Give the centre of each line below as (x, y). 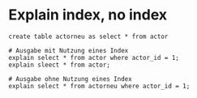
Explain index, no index (88, 15)
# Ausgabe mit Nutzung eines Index (69, 50)
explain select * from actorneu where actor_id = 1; (99, 86)
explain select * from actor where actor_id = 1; (94, 58)
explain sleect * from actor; (60, 65)
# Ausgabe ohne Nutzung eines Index (70, 79)
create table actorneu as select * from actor (88, 36)
